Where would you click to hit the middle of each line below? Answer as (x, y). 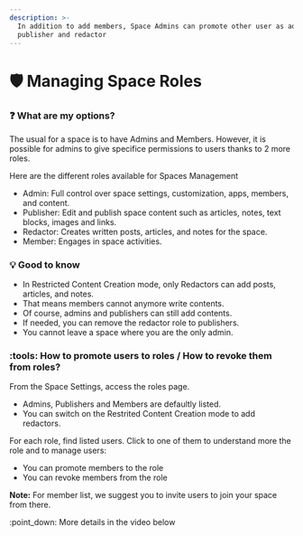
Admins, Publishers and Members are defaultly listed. (122, 404)
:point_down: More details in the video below (92, 522)
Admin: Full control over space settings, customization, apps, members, (156, 193)
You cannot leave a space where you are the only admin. (128, 333)
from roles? (35, 367)
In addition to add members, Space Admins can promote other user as (151, 26)
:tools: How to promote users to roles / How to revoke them (141, 356)
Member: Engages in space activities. (92, 241)
